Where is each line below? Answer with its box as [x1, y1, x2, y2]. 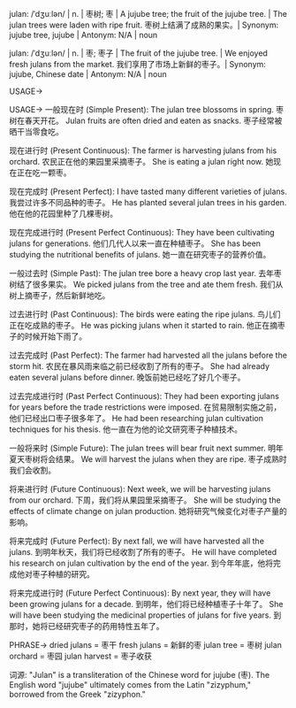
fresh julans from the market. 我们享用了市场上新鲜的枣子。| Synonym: [9, 59, 267, 69]
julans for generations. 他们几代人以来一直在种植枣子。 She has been [9, 238, 262, 249]
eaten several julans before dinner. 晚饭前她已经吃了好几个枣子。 [9, 372, 246, 382]
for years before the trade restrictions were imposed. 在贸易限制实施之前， [9, 402, 282, 412]
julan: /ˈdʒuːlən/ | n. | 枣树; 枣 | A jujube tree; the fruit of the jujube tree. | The [9, 9, 287, 19]
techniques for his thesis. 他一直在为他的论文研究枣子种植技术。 [9, 424, 243, 435]
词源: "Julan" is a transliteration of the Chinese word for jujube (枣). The [9, 670, 270, 680]
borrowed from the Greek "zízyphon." [9, 689, 146, 699]
